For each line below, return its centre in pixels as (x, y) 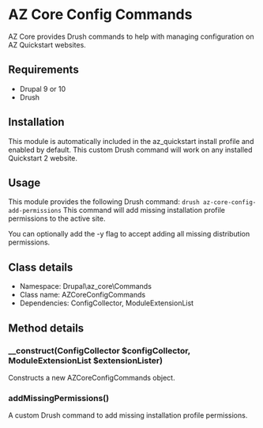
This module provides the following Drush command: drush (104, 202)
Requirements (43, 70)
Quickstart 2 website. (43, 158)
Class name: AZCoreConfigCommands (83, 295)
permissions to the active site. (57, 218)
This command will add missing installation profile (144, 210)
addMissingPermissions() (58, 398)
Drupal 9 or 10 (43, 89)
